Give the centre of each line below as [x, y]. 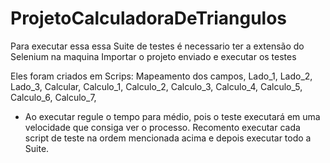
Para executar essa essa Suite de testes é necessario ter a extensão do [157, 46]
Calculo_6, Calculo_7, [53, 97]
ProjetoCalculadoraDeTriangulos [149, 18]
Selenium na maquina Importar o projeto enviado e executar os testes [153, 56]
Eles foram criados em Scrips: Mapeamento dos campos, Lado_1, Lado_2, [161, 76]
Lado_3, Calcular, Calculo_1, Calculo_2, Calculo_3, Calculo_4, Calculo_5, [156, 86]
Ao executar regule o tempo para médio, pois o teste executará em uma [172, 116]
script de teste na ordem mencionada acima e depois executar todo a [168, 138]
